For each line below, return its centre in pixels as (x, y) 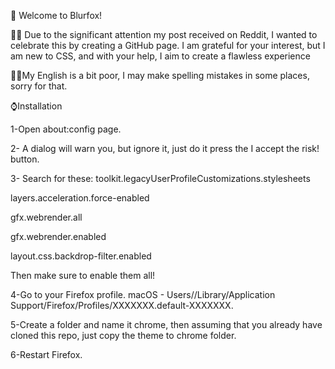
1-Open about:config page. (66, 129)
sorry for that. (39, 86)
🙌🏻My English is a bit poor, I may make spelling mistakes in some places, (160, 75)
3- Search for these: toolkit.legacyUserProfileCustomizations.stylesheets (160, 178)
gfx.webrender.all (46, 217)
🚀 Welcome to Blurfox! (56, 15)
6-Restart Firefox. (46, 354)
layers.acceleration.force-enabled (80, 198)
